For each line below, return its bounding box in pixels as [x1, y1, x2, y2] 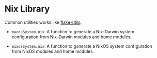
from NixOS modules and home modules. [11, 48, 94, 54]
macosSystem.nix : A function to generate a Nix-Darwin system [11, 29, 135, 34]
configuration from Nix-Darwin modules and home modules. [11, 34, 132, 40]
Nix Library [4, 3, 50, 14]
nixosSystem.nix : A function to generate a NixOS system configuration [11, 43, 153, 49]
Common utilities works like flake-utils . [4, 19, 82, 25]
